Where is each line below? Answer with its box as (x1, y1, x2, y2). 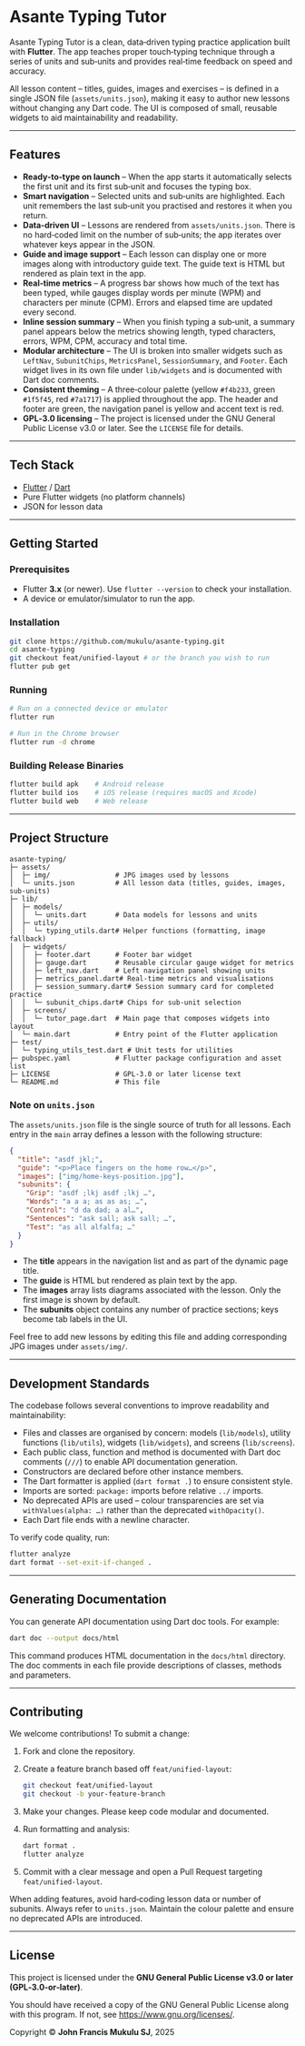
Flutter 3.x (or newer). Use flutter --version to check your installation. (22, 584, 292, 595)
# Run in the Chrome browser (9, 730, 120, 739)
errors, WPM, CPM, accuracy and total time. (22, 335, 188, 347)
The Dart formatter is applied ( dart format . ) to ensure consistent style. (22, 1476, 293, 1487)
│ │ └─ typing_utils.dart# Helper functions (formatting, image (9, 926, 266, 935)
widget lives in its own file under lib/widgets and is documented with (22, 364, 283, 375)
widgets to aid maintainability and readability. (9, 112, 179, 123)
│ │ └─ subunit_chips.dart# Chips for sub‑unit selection (9, 998, 242, 1007)
